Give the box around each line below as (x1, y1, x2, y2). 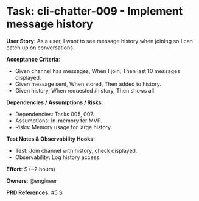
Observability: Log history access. (15, 153, 102, 161)
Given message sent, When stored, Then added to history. (15, 80, 161, 88)
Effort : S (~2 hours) (6, 165, 56, 172)
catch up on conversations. (6, 44, 75, 51)
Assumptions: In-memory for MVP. (15, 117, 102, 124)
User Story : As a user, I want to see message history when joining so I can (6, 37, 194, 44)
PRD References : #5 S (6, 189, 63, 196)
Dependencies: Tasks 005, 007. (15, 110, 94, 118)
